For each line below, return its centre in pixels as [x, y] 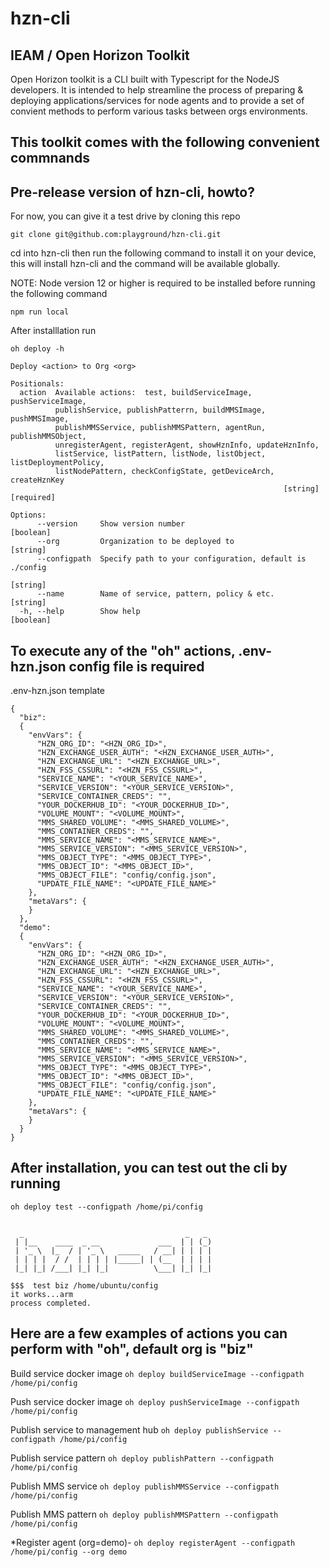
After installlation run [53, 331]
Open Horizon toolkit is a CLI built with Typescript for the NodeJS [145, 79]
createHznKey [37, 480]
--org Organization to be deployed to [135, 542]
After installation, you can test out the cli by [149, 1168]
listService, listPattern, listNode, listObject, [160, 454]
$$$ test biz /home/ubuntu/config [84, 1285]
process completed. [51, 1303]
